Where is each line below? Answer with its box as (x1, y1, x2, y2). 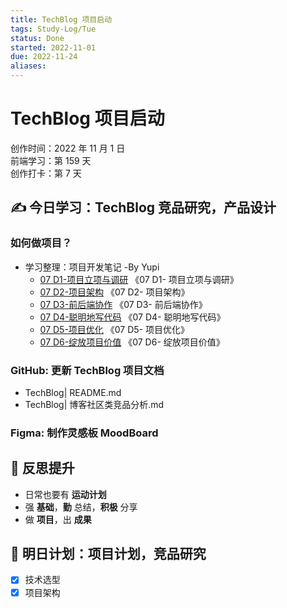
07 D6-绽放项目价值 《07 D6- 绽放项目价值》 (39, 336, 225, 348)
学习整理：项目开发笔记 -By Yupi (24, 261, 160, 273)
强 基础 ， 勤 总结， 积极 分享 (24, 501, 138, 513)
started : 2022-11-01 (10, 42, 97, 53)
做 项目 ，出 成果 (24, 513, 92, 525)
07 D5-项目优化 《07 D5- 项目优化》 (39, 323, 190, 335)
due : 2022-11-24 (10, 52, 78, 62)
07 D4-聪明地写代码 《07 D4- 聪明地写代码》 (39, 311, 226, 323)
